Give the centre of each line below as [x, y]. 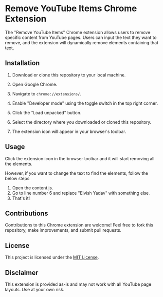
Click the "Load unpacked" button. [47, 112]
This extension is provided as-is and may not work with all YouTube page [78, 284]
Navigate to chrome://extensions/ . [47, 93]
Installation [22, 63]
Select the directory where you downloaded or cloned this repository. [82, 122]
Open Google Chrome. [35, 84]
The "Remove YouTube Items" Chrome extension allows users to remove [78, 32]
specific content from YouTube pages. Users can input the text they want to [81, 37]
